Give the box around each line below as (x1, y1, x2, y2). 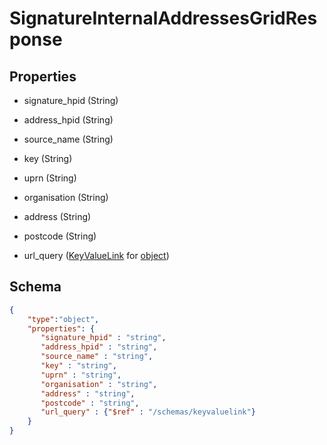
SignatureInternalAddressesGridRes (9, 7, 318, 30)
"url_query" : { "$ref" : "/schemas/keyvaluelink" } (40, 407, 256, 417)
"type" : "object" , (27, 314, 100, 324)
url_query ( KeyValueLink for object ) (23, 250, 170, 261)
